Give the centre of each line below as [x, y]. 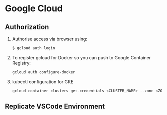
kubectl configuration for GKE [43, 81]
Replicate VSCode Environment [55, 106]
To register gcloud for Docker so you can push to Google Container [82, 57]
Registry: [22, 63]
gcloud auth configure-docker [44, 72]
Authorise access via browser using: [50, 39]
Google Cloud [34, 9]
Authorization [27, 27]
